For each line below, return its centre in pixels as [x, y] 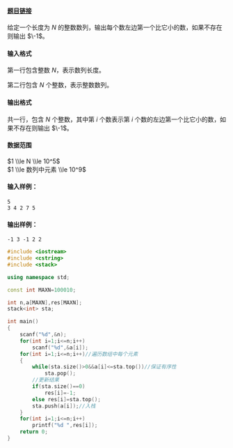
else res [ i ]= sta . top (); [66, 399]
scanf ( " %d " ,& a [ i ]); [61, 348]
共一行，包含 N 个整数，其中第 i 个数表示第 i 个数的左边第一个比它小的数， [114, 119]
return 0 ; [34, 432]
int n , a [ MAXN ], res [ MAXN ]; [45, 303]
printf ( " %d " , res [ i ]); [65, 426]
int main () [23, 322]
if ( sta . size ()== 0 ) [59, 387]
